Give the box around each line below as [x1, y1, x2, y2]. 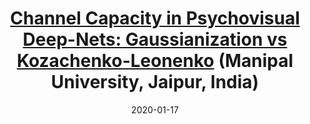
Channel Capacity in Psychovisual [10, 7, 300, 30]
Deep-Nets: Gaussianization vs [22, 28, 288, 51]
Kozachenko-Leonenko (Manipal [16, 50, 294, 72]
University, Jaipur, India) [50, 71, 260, 94]
